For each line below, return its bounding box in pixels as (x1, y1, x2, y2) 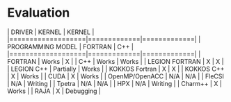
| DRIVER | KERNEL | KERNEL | (7, 28, 95, 36)
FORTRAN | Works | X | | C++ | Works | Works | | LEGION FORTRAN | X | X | (7, 57, 224, 65)
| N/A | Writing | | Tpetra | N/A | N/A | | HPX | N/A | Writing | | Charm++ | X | (7, 79, 223, 87)
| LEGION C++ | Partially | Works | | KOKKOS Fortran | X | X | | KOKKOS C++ (7, 65, 225, 73)
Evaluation (7, 5, 70, 21)
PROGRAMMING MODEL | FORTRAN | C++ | (7, 42, 134, 51)
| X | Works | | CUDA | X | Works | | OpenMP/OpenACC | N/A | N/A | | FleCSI (7, 71, 225, 80)
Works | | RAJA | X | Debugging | (7, 87, 101, 95)
